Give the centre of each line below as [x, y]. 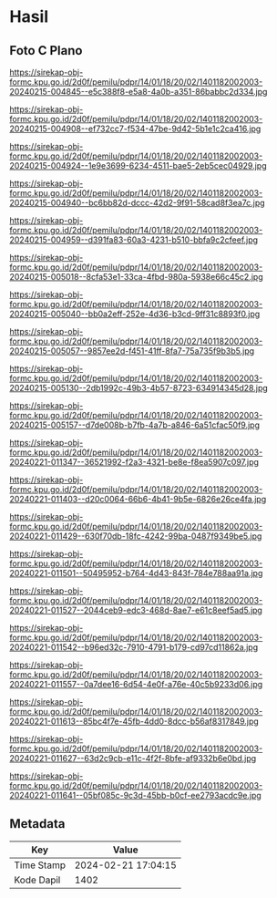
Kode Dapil [37, 880]
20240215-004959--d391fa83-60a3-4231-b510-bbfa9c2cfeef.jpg [133, 240]
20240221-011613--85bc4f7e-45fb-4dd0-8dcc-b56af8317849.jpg [134, 721]
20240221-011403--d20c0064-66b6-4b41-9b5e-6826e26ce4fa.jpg [138, 499]
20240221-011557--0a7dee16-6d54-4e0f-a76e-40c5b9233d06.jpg [136, 684]
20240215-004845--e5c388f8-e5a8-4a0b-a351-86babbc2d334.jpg [138, 92]
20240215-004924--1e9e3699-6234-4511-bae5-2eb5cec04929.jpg [138, 165]
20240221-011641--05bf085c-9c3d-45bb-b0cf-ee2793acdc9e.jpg [135, 795]
